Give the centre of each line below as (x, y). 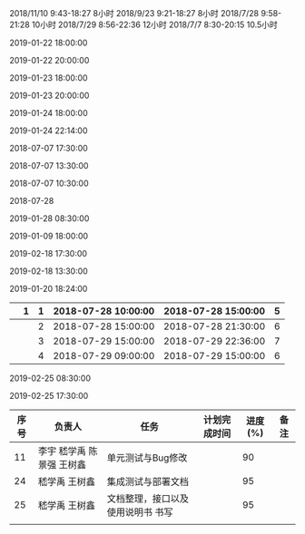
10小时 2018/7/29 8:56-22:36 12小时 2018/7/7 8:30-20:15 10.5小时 (155, 24)
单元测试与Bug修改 (147, 458)
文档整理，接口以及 (148, 499)
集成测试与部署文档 (148, 481)
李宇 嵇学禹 (62, 451)
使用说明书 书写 (140, 512)
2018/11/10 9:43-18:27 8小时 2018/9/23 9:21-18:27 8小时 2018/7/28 (134, 13)
